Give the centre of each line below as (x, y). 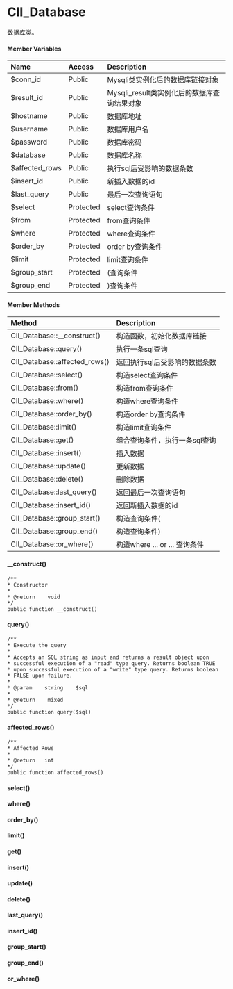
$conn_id (26, 79)
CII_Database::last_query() (54, 492)
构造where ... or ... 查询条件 (160, 545)
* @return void (34, 597)
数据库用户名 (128, 129)
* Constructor (28, 585)
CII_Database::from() (45, 388)
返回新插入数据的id (147, 506)
